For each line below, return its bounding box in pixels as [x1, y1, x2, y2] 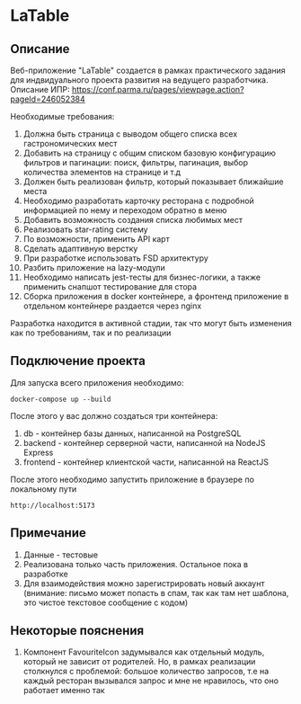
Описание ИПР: [10, 85, 70, 94]
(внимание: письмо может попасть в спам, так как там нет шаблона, [22, 587, 289, 598]
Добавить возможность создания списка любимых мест [22, 215, 243, 225]
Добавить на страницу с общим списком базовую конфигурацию [22, 147, 277, 158]
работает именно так [22, 685, 106, 696]
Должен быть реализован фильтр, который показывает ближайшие [22, 176, 284, 187]
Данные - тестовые [22, 549, 98, 560]
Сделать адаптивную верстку [22, 244, 138, 254]
